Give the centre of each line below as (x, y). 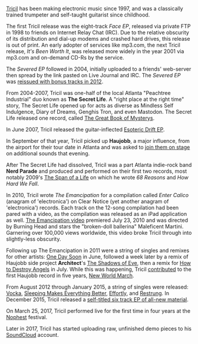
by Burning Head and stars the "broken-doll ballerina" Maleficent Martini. (95, 226)
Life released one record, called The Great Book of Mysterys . (80, 118)
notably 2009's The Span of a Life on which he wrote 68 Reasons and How (97, 177)
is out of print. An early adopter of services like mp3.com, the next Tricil (93, 45)
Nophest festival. (27, 317)
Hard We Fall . (23, 184)
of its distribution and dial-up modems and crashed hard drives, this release (98, 39)
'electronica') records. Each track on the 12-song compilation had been (93, 208)
